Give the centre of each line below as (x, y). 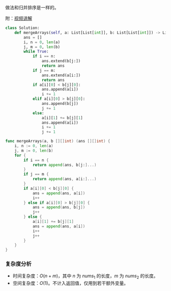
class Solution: (22, 28)
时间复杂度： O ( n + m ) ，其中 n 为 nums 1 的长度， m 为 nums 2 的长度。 (85, 277)
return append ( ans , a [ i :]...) (64, 179)
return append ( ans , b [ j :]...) (64, 165)
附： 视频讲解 (19, 18)
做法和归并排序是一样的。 (32, 7)
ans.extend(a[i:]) (61, 75)
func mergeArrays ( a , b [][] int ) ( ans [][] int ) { (58, 141)
